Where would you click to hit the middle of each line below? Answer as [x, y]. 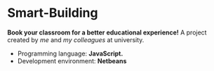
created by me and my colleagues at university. [76, 39]
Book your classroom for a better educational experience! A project [107, 32]
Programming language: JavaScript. [70, 53]
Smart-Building [53, 13]
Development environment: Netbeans [72, 60]
